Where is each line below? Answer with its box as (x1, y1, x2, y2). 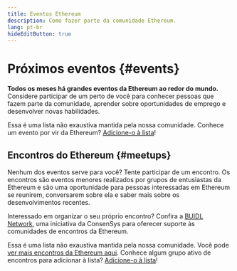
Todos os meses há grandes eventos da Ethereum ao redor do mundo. (7, 85, 218, 93)
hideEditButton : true (7, 30, 72, 38)
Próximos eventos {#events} (7, 61, 180, 77)
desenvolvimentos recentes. (7, 198, 90, 206)
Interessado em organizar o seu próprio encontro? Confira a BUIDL (7, 212, 204, 220)
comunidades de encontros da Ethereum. (7, 227, 129, 235)
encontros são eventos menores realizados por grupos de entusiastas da (7, 176, 222, 184)
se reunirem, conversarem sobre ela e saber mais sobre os (7, 191, 180, 199)
